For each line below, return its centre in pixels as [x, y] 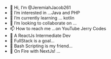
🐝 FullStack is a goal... [32, 41]
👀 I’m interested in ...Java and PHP [45, 13]
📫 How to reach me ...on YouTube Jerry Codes [58, 29]
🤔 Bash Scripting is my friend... [41, 46]
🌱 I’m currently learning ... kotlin [42, 18]
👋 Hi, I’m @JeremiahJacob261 [40, 8]
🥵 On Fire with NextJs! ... [35, 51]
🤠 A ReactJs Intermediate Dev [40, 36]
